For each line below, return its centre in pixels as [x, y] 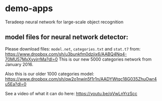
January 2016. [19, 64]
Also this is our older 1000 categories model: [50, 74]
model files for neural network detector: [67, 37]
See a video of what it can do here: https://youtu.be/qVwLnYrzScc [71, 93]
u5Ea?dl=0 [16, 84]
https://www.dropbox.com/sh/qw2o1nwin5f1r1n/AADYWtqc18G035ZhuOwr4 [81, 79]
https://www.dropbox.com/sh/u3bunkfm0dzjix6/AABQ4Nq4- [66, 54]
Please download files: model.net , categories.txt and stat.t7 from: [73, 49]
